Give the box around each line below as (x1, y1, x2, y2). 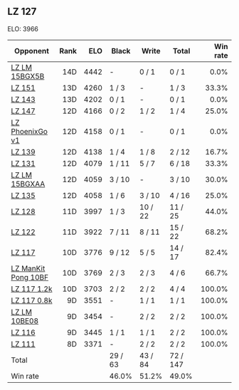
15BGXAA (11, 179, 46, 189)
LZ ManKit (11, 263, 46, 273)
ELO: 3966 (7, 24, 39, 33)
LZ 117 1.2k (11, 284, 53, 294)
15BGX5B (11, 71, 45, 81)
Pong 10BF (11, 272, 48, 282)
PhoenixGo (11, 126, 48, 136)
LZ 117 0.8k (11, 295, 53, 305)
